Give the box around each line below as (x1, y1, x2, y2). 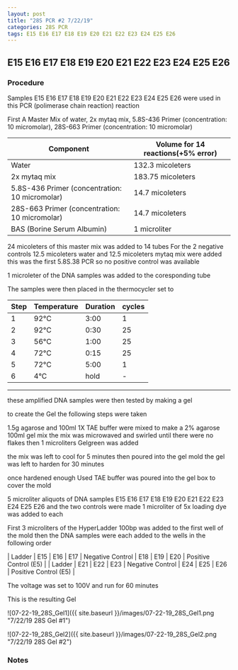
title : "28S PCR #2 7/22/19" (7, 17, 93, 24)
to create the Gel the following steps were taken (7, 409, 147, 418)
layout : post (7, 10, 46, 18)
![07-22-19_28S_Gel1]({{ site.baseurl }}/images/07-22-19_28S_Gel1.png (7, 608, 215, 617)
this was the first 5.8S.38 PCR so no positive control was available (7, 257, 200, 266)
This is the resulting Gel (7, 595, 76, 603)
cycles (122, 301, 145, 311)
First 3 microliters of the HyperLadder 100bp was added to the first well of (7, 523, 224, 532)
